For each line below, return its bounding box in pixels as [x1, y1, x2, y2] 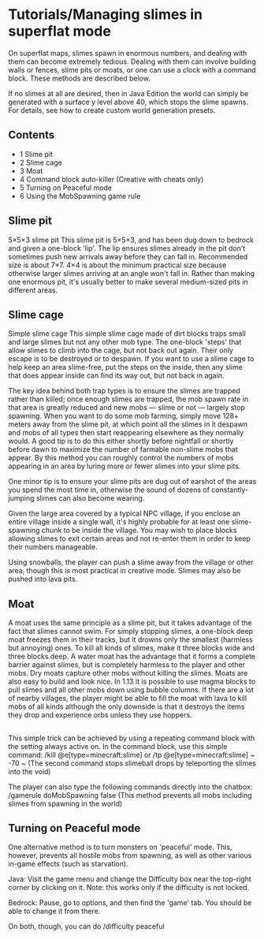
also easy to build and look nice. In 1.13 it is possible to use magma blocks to [8, 676, 256, 687]
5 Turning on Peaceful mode [19, 183, 113, 192]
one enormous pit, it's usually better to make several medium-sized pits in [8, 277, 248, 286]
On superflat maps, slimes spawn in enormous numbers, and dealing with [8, 48, 247, 58]
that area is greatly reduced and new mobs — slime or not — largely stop [8, 403, 246, 412]
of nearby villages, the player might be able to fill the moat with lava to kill [8, 694, 247, 703]
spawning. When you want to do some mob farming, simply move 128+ [8, 412, 239, 421]
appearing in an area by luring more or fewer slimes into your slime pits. [8, 461, 241, 471]
